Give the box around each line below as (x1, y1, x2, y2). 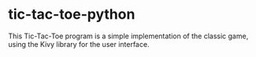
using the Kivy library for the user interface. (8, 39, 150, 48)
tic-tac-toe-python (8, 5, 135, 23)
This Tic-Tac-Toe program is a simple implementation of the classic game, (8, 31, 249, 41)
